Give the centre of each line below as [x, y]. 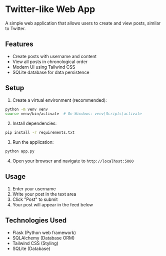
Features [19, 44]
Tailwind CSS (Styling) [35, 243]
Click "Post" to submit [35, 199]
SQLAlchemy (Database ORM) [43, 238]
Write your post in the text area [44, 194]
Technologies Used [36, 221]
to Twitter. [15, 28]
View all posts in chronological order [50, 62]
